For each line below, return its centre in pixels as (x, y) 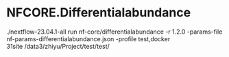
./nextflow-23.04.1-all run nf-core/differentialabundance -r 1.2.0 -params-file (114, 32)
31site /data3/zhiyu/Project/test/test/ (58, 46)
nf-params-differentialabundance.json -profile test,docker (88, 38)
